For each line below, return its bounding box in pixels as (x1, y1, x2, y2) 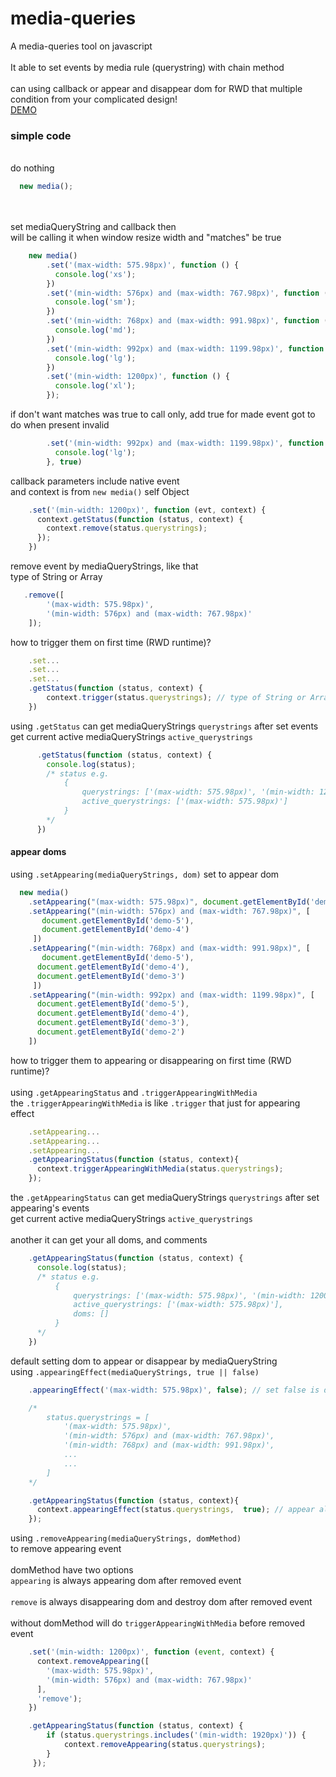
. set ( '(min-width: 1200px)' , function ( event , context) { (28, 1647, 275, 1657)
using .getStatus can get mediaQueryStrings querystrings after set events (10, 720, 319, 732)
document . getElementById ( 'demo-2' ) (36, 1027, 186, 1037)
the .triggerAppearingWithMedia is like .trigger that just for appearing (10, 1097, 301, 1109)
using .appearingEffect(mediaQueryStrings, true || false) (10, 1365, 260, 1377)
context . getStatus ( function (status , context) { (36, 514, 244, 524)
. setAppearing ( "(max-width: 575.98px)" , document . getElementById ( (28, 897, 311, 907)
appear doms (10, 846, 67, 858)
